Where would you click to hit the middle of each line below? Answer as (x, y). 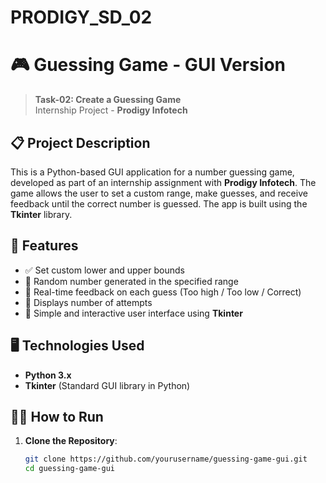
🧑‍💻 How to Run (57, 416)
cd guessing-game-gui (69, 469)
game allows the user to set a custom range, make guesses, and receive (159, 193)
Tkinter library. (41, 214)
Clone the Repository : (71, 441)
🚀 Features (44, 246)
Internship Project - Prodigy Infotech (111, 110)
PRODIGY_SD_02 (81, 17)
